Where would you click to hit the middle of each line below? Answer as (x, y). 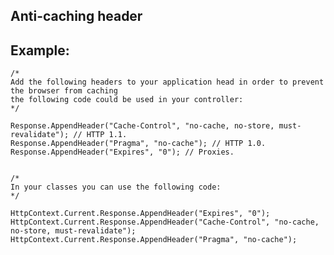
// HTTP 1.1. (100, 135)
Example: (40, 50)
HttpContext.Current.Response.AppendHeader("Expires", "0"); (140, 214)
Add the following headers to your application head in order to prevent (167, 82)
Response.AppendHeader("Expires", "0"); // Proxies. (122, 152)
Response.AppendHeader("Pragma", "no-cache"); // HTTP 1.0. (138, 144)
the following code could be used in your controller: (127, 100)
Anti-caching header (76, 16)
